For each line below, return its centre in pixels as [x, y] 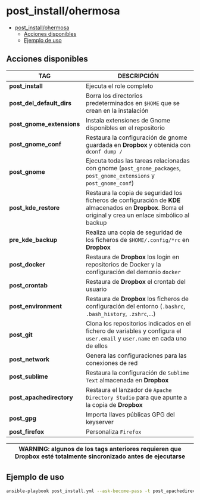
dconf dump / [104, 151]
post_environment [36, 306]
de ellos [97, 346]
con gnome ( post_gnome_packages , [133, 168]
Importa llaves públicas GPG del [130, 415]
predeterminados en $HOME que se [133, 103]
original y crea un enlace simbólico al [137, 215]
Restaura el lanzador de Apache [129, 389]
